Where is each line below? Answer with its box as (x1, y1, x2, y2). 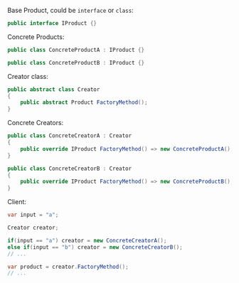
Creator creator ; (7, 224, 59, 231)
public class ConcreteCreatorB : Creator (7, 165, 132, 172)
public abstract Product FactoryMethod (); (20, 99, 148, 106)
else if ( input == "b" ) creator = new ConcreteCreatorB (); (7, 243, 183, 251)
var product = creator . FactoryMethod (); (7, 263, 129, 270)
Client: (7, 198, 27, 206)
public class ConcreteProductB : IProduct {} (7, 59, 144, 66)
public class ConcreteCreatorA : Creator (7, 132, 132, 139)
